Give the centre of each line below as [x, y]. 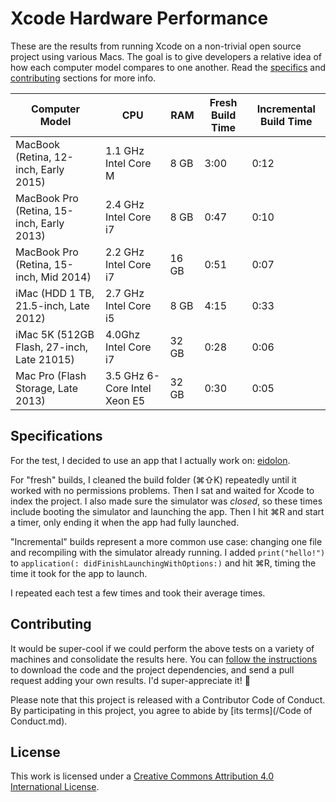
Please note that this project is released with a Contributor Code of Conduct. [168, 699]
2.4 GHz [125, 204]
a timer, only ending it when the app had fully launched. [125, 522]
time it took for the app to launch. [79, 573]
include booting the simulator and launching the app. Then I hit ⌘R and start [167, 511]
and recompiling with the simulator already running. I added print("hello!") [168, 552]
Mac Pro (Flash [51, 375]
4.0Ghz [123, 334]
